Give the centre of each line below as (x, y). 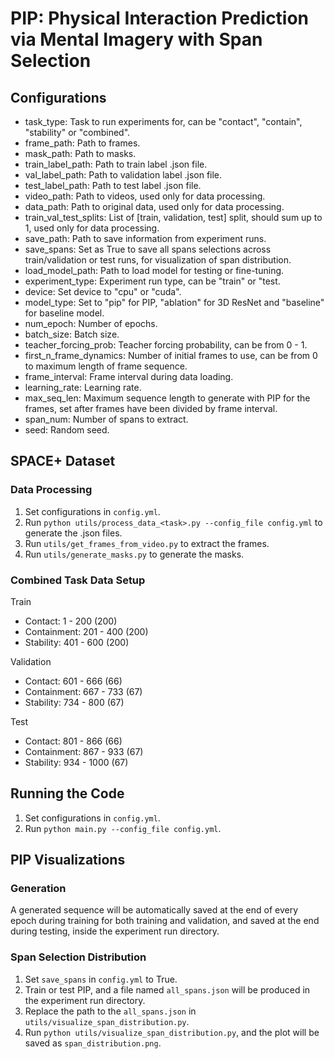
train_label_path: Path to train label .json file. (116, 164)
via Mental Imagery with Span (136, 39)
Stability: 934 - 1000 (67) (76, 762)
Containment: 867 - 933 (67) (84, 751)
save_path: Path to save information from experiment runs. (145, 238)
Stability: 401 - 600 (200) (77, 642)
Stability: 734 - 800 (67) (74, 702)
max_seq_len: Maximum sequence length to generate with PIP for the (167, 398)
